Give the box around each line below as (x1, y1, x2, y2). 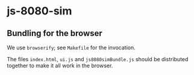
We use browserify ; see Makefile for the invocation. (7, 44, 136, 51)
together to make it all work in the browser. (7, 62, 113, 69)
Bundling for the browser (7, 28, 103, 38)
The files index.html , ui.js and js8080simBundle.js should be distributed (7, 56, 189, 62)
